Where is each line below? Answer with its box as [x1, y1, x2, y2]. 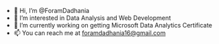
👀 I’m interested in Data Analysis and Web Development [13, 14, 172, 22]
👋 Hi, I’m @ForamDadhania [13, 7, 90, 14]
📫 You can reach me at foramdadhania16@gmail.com [13, 29, 166, 37]
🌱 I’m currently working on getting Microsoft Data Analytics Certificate [13, 21, 213, 29]
